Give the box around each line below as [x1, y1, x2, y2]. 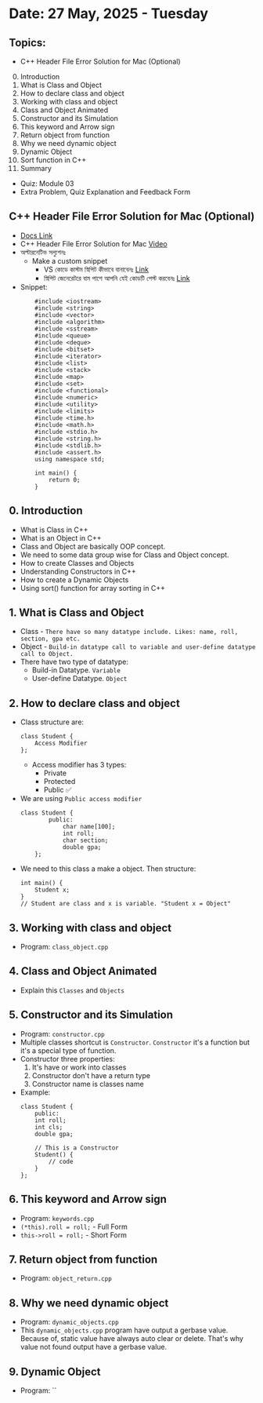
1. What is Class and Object [9, 606, 144, 620]
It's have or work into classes [31, 1062, 127, 1072]
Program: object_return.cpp [20, 1274, 112, 1283]
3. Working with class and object [9, 921, 172, 935]
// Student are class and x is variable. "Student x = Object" [20, 900, 232, 908]
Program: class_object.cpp [20, 942, 109, 952]
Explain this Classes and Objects [20, 986, 124, 995]
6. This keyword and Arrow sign [9, 1193, 168, 1206]
